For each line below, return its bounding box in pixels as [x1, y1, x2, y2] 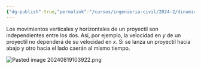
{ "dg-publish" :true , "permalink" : [6, 8, 90, 15]
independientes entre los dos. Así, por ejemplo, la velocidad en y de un [6, 31, 181, 39]
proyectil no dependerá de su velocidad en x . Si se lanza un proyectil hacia [6, 38, 191, 45]
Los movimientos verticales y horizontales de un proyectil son [6, 25, 159, 32]
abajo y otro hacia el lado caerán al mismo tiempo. [6, 44, 130, 52]
